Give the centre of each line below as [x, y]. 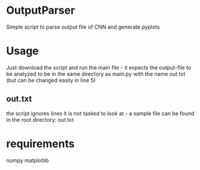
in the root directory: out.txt [40, 119]
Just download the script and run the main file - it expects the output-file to [99, 67]
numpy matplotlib [27, 160]
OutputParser [41, 10]
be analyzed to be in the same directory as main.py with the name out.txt [96, 74]
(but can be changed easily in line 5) [51, 80]
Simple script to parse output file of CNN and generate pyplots [83, 27]
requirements [40, 143]
